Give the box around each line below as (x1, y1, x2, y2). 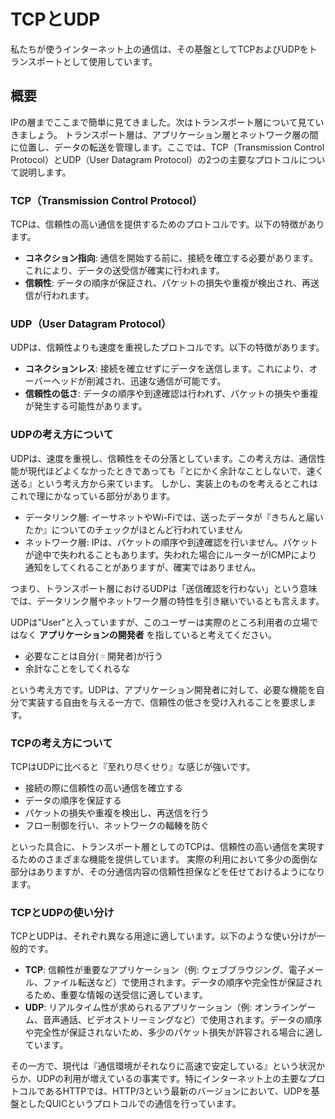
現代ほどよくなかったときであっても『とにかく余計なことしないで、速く (27, 465, 325, 477)
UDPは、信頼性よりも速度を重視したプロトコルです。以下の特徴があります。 (10, 341, 325, 354)
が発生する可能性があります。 (24, 400, 148, 412)
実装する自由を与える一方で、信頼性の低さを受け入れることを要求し (27, 696, 308, 708)
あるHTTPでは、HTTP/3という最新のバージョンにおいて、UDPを (44, 1085, 312, 1097)
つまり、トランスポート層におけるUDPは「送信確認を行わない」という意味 (10, 582, 318, 594)
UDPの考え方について (10, 428, 114, 442)
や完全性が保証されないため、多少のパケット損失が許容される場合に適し (24, 1026, 323, 1039)
